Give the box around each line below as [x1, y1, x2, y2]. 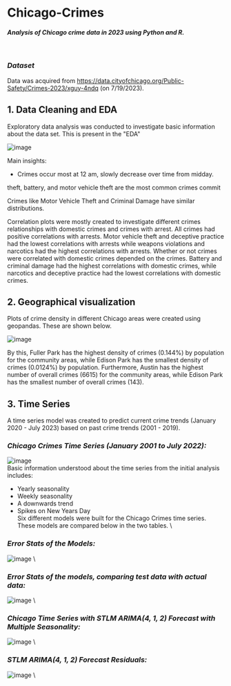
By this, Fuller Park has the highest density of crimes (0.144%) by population [7, 349, 225, 357]
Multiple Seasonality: [7, 622, 81, 631]
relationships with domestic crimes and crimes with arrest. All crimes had [7, 225, 215, 233]
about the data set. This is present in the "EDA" [7, 129, 141, 138]
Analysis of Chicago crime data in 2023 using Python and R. [7, 28, 185, 36]
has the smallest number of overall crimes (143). [7, 378, 144, 387]
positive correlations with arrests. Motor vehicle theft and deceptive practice [7, 232, 224, 240]
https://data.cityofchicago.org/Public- [77, 76, 184, 84]
